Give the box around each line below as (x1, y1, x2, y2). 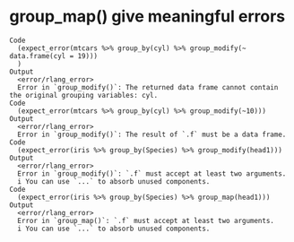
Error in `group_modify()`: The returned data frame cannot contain (17, 82, 279, 91)
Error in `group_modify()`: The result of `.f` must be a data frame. (17, 130, 287, 139)
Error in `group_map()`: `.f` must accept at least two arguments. (17, 216, 275, 225)
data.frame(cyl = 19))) (9, 51, 99, 60)
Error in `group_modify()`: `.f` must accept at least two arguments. (17, 169, 287, 178)
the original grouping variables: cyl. (9, 91, 159, 99)
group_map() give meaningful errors (9, 6, 285, 27)
